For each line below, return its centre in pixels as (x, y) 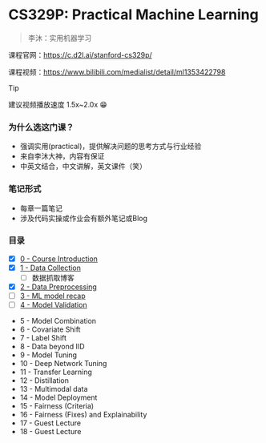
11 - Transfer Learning (56, 372)
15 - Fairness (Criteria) (57, 406)
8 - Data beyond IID (52, 347)
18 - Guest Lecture (50, 432)
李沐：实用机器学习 (60, 38)
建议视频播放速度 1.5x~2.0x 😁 (58, 104)
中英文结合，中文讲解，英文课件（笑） (83, 167)
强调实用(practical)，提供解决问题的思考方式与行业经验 (111, 147)
